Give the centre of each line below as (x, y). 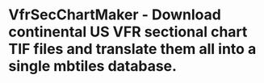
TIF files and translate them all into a (132, 49)
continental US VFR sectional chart (128, 32)
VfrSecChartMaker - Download (115, 15)
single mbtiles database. (93, 66)
